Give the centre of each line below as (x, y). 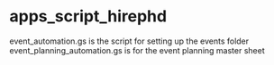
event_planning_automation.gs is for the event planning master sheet (137, 50)
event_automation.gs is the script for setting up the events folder (129, 41)
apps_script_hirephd (88, 16)
